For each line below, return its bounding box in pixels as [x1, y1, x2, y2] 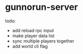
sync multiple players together [12, 38, 75, 44]
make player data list [12, 33, 55, 39]
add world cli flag [12, 43, 48, 49]
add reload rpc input [12, 27, 54, 33]
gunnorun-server [5, 1, 78, 13]
